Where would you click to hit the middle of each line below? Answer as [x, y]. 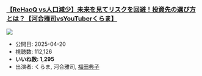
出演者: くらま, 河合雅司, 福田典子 [57, 67]
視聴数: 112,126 [34, 52]
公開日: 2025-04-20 [40, 44]
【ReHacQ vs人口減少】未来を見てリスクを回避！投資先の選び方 [101, 9]
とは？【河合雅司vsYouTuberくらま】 [62, 18]
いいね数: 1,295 [35, 59]
